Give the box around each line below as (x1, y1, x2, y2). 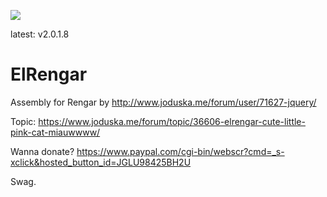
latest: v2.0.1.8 (10, 28, 70, 40)
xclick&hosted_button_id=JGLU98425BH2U (10, 156, 192, 168)
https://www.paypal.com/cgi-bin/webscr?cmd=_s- (76, 145, 285, 157)
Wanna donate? (10, 145, 75, 157)
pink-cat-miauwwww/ (10, 126, 101, 138)
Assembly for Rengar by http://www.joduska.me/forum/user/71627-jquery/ (10, 96, 317, 108)
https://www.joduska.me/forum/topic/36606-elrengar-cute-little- (38, 115, 306, 127)
